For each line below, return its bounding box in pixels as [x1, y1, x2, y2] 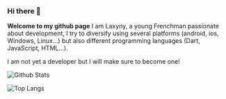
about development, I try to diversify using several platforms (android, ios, [7, 29, 219, 37]
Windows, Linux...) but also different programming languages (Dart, [7, 37, 200, 45]
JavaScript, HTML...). [7, 44, 68, 53]
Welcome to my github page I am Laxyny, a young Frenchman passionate [7, 22, 219, 30]
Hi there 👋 [7, 6, 42, 16]
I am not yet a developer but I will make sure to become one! [7, 57, 181, 66]
